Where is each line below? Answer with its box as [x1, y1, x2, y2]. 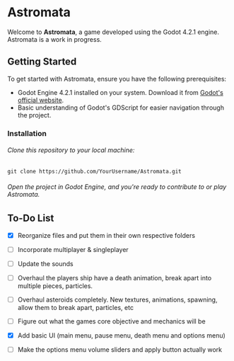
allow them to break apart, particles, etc [17, 303, 134, 311]
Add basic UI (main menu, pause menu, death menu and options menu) [17, 331, 226, 340]
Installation [7, 128, 47, 138]
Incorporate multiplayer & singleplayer [17, 245, 129, 253]
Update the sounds [17, 259, 74, 268]
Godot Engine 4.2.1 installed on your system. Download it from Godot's [17, 88, 224, 96]
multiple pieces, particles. [17, 281, 93, 290]
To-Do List [7, 212, 54, 224]
